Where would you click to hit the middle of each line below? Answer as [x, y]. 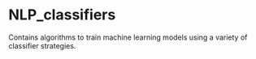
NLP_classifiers [62, 15]
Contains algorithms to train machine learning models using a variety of [128, 37]
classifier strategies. [42, 45]
